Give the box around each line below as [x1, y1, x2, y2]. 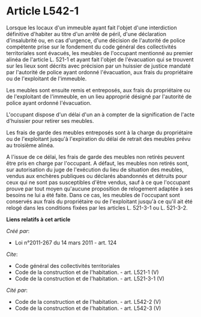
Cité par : [6, 286, 28, 294]
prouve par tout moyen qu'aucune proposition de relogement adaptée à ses [6, 185, 193, 192]
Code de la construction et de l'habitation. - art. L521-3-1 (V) [14, 274, 165, 282]
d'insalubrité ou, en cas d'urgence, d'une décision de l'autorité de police [6, 37, 185, 44]
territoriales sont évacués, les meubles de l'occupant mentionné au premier [6, 49, 193, 56]
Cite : [6, 250, 18, 258]
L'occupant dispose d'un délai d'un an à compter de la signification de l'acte [6, 111, 195, 118]
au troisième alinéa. [6, 141, 55, 149]
